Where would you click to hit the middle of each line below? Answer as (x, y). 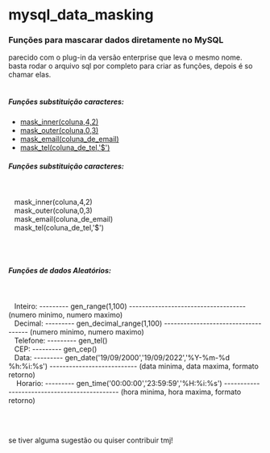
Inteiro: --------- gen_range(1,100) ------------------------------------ (130, 306)
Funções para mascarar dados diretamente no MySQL (116, 40)
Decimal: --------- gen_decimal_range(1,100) (88, 323)
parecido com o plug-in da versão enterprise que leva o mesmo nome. (125, 57)
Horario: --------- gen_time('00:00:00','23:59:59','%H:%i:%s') (119, 384)
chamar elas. (30, 75)
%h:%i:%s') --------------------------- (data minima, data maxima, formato (134, 366)
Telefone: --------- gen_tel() (61, 341)
